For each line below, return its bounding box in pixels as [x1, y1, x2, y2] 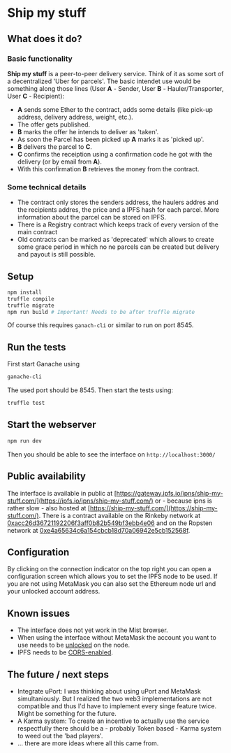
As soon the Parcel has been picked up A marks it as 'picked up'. [17, 135, 204, 143]
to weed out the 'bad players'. [17, 731, 103, 740]
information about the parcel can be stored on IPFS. [17, 213, 166, 222]
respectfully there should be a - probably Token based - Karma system [17, 724, 222, 732]
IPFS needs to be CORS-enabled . [17, 648, 114, 657]
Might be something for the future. [17, 709, 117, 717]
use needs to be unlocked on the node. [17, 641, 131, 650]
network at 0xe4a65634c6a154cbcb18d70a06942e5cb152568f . [7, 526, 191, 534]
